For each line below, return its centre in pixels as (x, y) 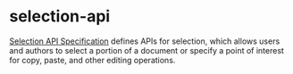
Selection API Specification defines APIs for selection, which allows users (145, 41)
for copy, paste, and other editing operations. (92, 60)
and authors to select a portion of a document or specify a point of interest (146, 50)
